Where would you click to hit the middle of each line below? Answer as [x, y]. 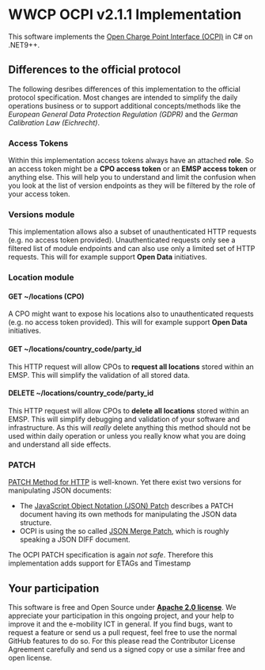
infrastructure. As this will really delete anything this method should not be [129, 427]
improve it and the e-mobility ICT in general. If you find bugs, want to [121, 624]
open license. [30, 657]
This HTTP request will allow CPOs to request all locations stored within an [131, 367]
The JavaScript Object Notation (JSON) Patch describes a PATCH [127, 506]
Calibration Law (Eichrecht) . [54, 122]
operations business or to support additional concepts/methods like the [125, 105]
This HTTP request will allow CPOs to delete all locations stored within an [129, 410]
